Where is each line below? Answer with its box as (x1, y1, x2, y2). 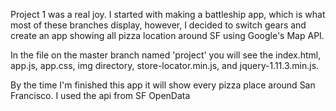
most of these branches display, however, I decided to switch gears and (10, 19, 307, 31)
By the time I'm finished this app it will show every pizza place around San (10, 79, 316, 91)
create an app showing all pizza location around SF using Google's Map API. (10, 30, 325, 41)
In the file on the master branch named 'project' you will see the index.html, (10, 49, 322, 61)
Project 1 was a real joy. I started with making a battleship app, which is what (10, 9, 326, 20)
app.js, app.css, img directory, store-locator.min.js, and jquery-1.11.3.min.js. (10, 60, 320, 71)
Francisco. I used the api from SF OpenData (10, 90, 191, 101)
